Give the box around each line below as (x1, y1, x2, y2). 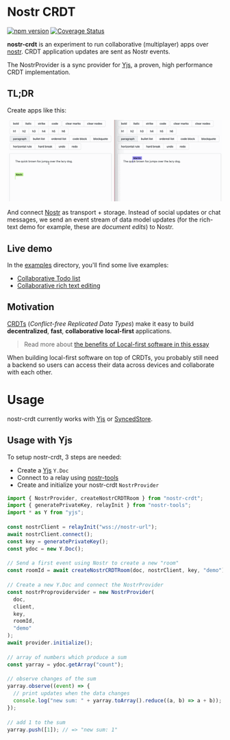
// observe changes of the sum (7, 676, 97, 682)
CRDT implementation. (7, 68, 71, 76)
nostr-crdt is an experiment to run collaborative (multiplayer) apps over (7, 40, 209, 48)
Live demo (7, 243, 53, 254)
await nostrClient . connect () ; (7, 531, 94, 538)
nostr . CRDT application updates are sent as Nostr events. (7, 47, 170, 56)
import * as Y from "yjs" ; (7, 509, 84, 516)
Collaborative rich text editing (16, 282, 101, 290)
